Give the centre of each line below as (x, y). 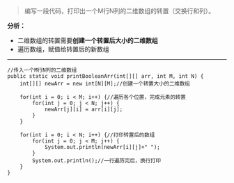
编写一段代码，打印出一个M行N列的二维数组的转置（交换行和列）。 (119, 11)
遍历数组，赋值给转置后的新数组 (63, 49)
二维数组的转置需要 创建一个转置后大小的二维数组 (87, 40)
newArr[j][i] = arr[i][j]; (84, 109)
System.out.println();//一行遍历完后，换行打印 (97, 161)
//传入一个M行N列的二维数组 (42, 70)
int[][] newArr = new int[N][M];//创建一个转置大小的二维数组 (105, 83)
